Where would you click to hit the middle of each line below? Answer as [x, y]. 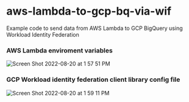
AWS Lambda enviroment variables [59, 50]
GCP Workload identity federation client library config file [93, 79]
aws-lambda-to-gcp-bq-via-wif [89, 11]
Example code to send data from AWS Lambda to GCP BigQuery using [94, 28]
